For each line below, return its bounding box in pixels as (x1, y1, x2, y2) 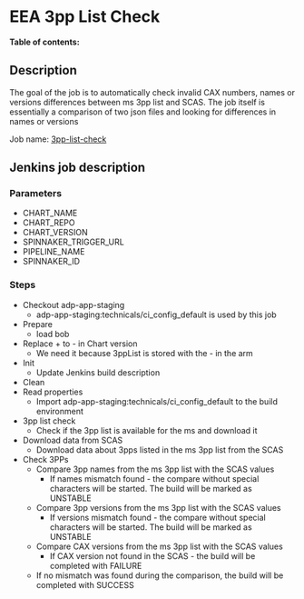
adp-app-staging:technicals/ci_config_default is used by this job (35, 309, 277, 320)
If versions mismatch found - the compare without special (49, 512, 266, 523)
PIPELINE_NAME (22, 246, 85, 257)
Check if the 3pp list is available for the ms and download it (35, 424, 258, 435)
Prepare (22, 318, 53, 329)
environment (35, 405, 84, 416)
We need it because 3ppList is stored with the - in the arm (35, 347, 254, 358)
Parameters (9, 187, 62, 200)
